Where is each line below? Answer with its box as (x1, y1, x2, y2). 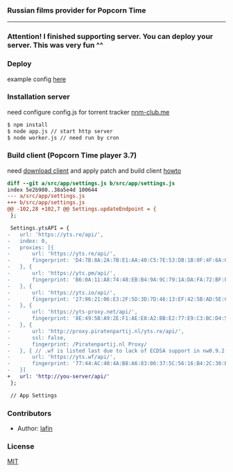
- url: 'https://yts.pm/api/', (7, 270, 116, 277)
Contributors (7, 408, 52, 418)
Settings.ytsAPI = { (10, 224, 70, 231)
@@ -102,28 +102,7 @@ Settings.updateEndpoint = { (7, 205, 157, 213)
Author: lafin (17, 424, 53, 432)
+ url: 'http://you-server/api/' (7, 373, 110, 380)
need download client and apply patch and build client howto (7, 166, 182, 175)
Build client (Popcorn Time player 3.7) (7, 151, 137, 160)
